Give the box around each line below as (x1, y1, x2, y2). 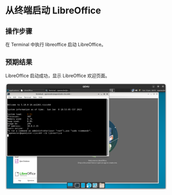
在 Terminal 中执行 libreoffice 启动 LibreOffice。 (5, 42, 106, 47)
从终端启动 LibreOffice (5, 5, 101, 16)
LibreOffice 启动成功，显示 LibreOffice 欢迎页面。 (5, 73, 110, 79)
